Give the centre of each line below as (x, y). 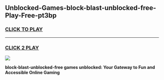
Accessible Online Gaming (32, 72)
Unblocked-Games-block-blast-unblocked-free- (81, 8)
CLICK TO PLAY (24, 30)
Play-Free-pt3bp (31, 16)
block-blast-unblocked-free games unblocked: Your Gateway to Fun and (80, 67)
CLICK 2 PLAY (22, 48)
